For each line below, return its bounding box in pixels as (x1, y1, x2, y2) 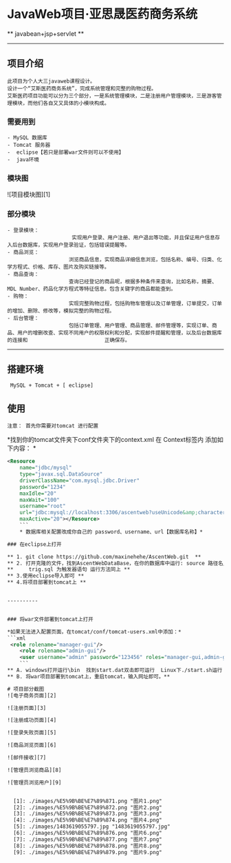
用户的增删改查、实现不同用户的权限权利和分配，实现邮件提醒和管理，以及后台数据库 (16, 329, 222, 336)
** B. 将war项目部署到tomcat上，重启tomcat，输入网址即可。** (7, 673, 170, 680)
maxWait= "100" (19, 496, 60, 503)
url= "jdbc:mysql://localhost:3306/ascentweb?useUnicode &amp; (19, 509, 198, 516)
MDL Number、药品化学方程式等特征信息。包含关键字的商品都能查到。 (7, 285, 177, 292)
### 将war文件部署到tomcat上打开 (7, 616, 94, 622)
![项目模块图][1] (7, 190, 51, 199)
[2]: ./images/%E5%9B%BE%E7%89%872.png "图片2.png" (13, 804, 163, 811)
